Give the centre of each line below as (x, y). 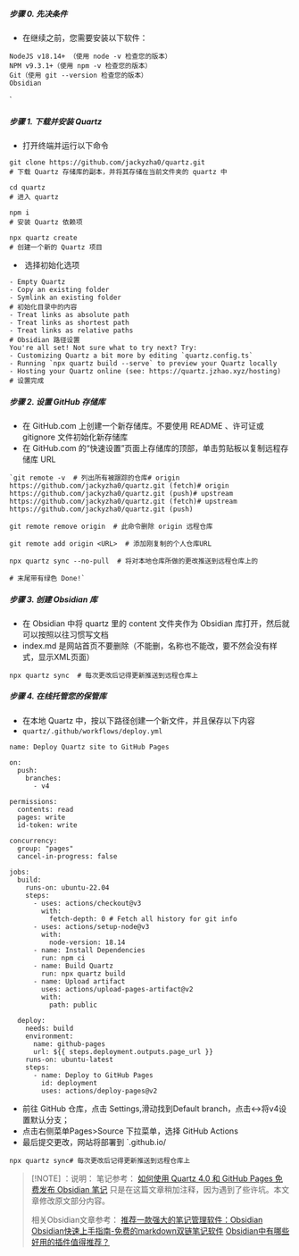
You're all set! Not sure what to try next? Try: (104, 347)
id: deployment (70, 1083)
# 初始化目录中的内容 (43, 307)
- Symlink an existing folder (66, 297)
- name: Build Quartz (73, 966)
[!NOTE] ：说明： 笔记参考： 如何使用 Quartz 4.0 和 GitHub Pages (152, 1178)
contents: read (46, 809)
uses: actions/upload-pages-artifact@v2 (117, 989)
